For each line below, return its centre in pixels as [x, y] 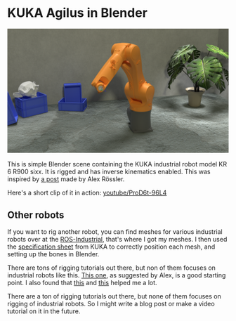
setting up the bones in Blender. [53, 254]
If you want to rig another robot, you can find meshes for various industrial [115, 232]
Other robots [36, 215]
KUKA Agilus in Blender [77, 13]
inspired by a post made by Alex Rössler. [66, 179]
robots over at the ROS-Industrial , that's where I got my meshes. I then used [117, 240]
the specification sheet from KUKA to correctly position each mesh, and [111, 247]
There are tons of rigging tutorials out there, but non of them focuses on [112, 268]
